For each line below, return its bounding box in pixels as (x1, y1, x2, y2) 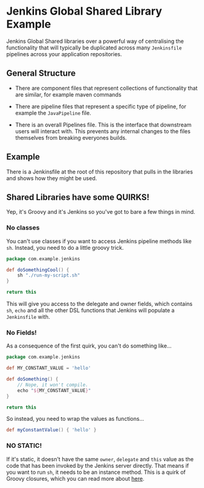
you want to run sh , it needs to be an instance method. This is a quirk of (6, 468, 186, 476)
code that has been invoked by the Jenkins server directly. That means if (6, 462, 189, 469)
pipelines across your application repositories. (6, 50, 122, 57)
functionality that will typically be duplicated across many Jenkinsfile (6, 44, 182, 51)
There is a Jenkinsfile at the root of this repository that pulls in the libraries (6, 168, 193, 175)
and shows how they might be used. (6, 174, 97, 181)
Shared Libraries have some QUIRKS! (6, 192, 150, 202)
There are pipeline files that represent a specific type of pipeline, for (15, 103, 187, 110)
